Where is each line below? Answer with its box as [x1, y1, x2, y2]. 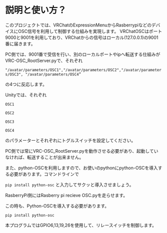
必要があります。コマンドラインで [9, 171, 79, 177]
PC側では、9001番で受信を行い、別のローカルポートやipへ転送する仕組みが [5, 51, 161, 57]
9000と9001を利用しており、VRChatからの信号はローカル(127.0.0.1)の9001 [5, 34, 159, 40]
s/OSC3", [5, 72, 23, 77]
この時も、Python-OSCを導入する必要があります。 [5, 203, 110, 209]
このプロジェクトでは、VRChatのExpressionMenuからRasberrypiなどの [5, 22, 152, 28]
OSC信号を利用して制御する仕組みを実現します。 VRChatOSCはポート [18, 28, 163, 34]
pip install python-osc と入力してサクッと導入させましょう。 [5, 182, 134, 188]
